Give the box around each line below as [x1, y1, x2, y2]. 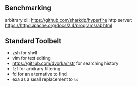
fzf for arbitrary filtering [12, 65, 61, 71]
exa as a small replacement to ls [12, 76, 79, 82]
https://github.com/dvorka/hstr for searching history [12, 60, 119, 66]
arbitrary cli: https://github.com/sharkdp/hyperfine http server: [5, 17, 132, 23]
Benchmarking [5, 4, 52, 12]
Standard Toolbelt [5, 37, 62, 45]
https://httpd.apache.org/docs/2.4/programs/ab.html [5, 22, 112, 28]
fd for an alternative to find [12, 71, 67, 77]
